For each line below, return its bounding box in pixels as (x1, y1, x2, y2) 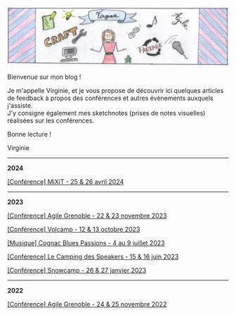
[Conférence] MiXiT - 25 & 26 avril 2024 (7, 178, 124, 186)
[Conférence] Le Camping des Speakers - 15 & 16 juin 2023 (7, 252, 179, 261)
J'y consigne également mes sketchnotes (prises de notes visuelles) (7, 109, 206, 118)
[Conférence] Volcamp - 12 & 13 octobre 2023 (7, 226, 140, 234)
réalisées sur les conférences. (7, 116, 95, 125)
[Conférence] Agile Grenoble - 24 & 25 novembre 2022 (7, 300, 167, 309)
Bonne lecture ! (7, 130, 51, 139)
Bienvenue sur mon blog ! (7, 73, 81, 81)
